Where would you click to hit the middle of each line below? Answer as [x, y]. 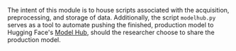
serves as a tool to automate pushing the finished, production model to [111, 25]
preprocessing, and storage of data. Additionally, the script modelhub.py [112, 17]
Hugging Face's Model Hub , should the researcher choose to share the [111, 32]
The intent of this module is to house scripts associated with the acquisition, [118, 10]
